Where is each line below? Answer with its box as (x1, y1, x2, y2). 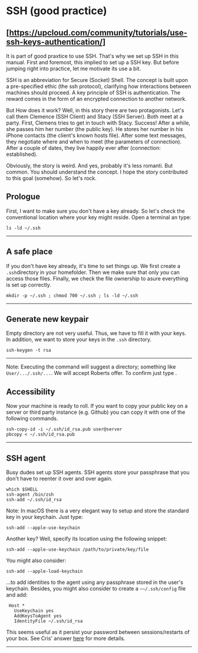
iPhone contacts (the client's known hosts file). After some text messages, (6, 132, 187, 139)
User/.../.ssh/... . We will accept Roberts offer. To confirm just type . (6, 370, 177, 377)
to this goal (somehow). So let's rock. (6, 175, 97, 181)
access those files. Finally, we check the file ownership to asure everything (6, 275, 189, 282)
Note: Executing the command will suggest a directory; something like (6, 363, 176, 370)
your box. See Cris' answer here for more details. (6, 635, 126, 642)
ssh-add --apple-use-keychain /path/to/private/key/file (6, 547, 149, 553)
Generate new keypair (6, 314, 89, 324)
